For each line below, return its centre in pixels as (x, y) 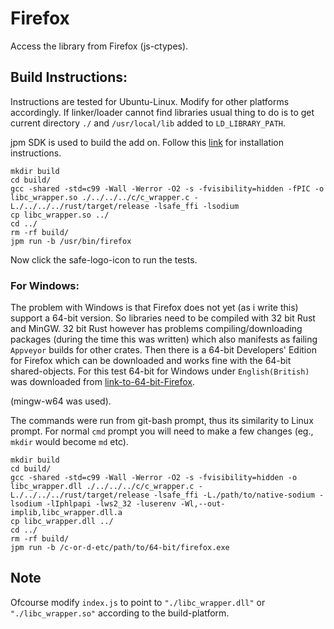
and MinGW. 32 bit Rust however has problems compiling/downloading (156, 329)
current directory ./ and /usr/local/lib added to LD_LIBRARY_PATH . (148, 123)
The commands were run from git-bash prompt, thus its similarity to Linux (162, 421)
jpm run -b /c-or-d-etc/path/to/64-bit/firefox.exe (120, 548)
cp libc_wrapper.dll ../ (62, 522)
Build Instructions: (69, 77)
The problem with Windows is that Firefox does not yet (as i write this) (154, 308)
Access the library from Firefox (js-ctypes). (99, 46)
